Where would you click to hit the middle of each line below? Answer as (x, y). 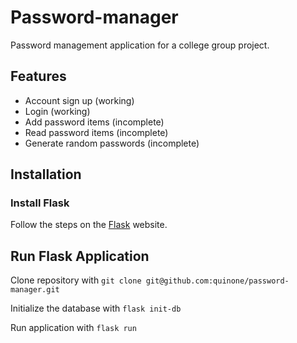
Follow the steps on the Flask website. (89, 225)
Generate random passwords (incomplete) (112, 143)
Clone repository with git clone (76, 280)
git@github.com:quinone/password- (217, 281)
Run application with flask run (73, 328)
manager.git (35, 290)
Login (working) (57, 111)
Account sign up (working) (79, 100)
